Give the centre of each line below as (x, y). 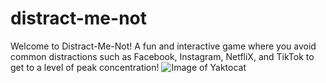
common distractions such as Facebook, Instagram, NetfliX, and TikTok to (162, 56)
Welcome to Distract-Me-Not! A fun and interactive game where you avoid (163, 46)
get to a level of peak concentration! (85, 67)
